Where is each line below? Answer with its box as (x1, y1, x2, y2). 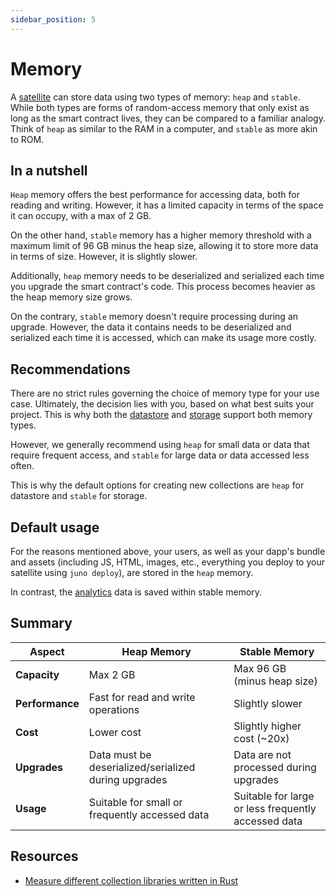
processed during (233, 760, 317, 774)
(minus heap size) (233, 674, 318, 688)
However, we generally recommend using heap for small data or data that (10, 439, 310, 451)
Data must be (88, 747, 152, 761)
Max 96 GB (233, 661, 287, 675)
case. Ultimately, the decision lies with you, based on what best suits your (10, 398, 315, 410)
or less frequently (233, 801, 317, 815)
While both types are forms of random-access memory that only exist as (10, 101, 310, 113)
